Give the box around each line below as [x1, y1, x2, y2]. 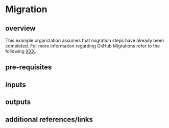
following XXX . [5, 48, 37, 54]
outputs [5, 98, 31, 107]
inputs [5, 80, 27, 89]
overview [5, 24, 36, 33]
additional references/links [5, 115, 93, 123]
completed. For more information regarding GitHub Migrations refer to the [5, 43, 160, 49]
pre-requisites [5, 63, 52, 72]
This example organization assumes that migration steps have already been [5, 37, 164, 43]
